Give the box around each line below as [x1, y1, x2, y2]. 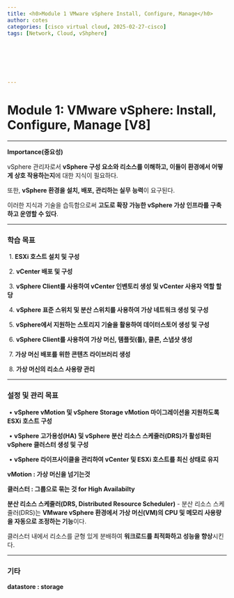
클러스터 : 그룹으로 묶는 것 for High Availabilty [7, 484, 136, 493]
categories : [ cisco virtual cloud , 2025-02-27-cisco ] [7, 23, 167, 30]
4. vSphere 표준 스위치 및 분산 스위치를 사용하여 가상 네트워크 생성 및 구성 [8, 306, 209, 314]
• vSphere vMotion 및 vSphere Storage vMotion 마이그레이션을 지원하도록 [8, 408, 219, 416]
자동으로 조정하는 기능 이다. [14, 517, 87, 525]
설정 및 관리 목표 [7, 391, 58, 401]
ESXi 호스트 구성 [7, 417, 52, 425]
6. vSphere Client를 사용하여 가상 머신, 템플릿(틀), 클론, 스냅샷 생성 [8, 336, 193, 344]
